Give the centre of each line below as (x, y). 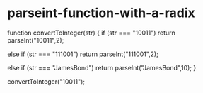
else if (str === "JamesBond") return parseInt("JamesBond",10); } (102, 67)
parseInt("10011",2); (36, 40)
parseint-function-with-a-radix (101, 13)
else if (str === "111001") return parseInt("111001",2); (83, 54)
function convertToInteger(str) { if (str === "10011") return (91, 33)
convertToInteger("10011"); (46, 81)
